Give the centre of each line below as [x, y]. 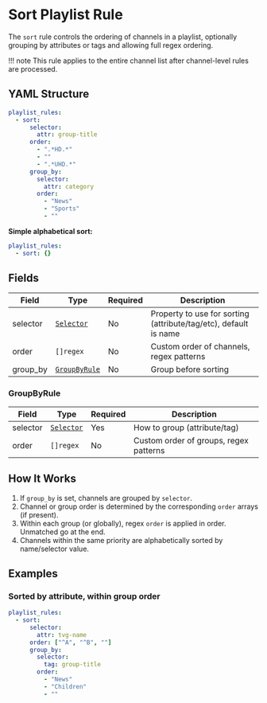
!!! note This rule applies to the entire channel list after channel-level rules [128, 61]
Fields [24, 278]
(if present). [39, 514]
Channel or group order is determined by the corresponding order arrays [139, 506]
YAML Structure [49, 94]
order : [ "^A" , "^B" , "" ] [70, 642]
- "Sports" [62, 209]
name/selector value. [54, 549]
